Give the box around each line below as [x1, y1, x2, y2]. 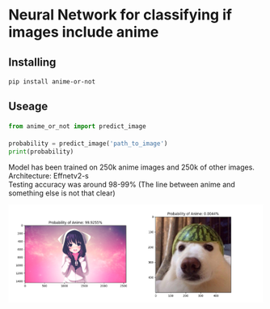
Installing [8, 55, 57, 69]
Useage [8, 100, 49, 114]
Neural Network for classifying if [8, 6, 233, 24]
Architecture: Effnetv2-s [8, 171, 89, 181]
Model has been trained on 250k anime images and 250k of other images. [8, 162, 255, 172]
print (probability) [8, 148, 74, 156]
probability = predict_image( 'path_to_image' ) [8, 139, 168, 148]
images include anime [8, 23, 159, 41]
